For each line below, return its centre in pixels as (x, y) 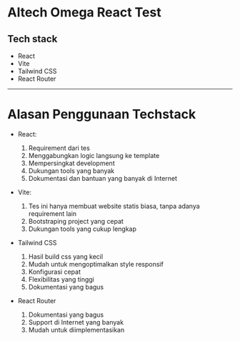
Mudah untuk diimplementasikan (76, 330)
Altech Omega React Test (85, 13)
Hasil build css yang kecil (66, 256)
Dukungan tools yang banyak (71, 170)
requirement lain (52, 213)
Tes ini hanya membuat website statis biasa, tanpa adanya (114, 206)
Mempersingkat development (72, 163)
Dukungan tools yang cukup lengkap (82, 229)
